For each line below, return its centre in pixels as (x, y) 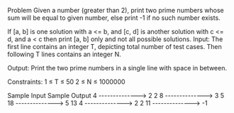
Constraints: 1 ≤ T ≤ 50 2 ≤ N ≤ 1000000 (66, 82)
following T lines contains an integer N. (65, 54)
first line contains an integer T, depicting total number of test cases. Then (115, 47)
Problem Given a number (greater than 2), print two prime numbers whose (116, 10)
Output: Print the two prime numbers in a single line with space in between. (117, 68)
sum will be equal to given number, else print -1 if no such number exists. (114, 18)
